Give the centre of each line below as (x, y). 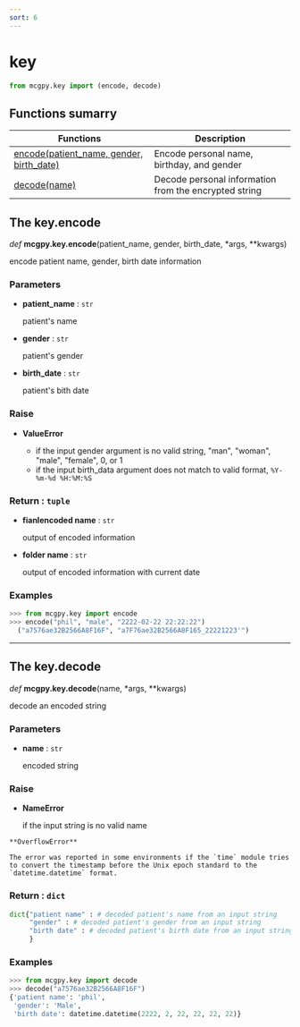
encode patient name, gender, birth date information (105, 261)
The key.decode (55, 667)
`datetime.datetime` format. (63, 873)
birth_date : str (51, 373)
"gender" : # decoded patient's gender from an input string (145, 922)
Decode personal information (215, 180)
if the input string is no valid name (84, 826)
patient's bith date (55, 391)
